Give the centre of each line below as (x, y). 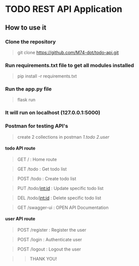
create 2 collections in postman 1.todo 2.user (63, 137)
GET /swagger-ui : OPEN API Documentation (63, 207)
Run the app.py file (29, 89)
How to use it (26, 28)
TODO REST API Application (64, 9)
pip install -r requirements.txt (47, 76)
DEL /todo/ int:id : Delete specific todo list (59, 198)
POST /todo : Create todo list (47, 178)
